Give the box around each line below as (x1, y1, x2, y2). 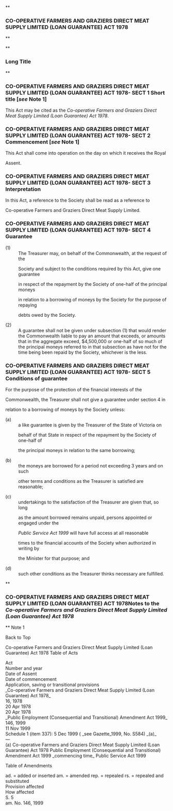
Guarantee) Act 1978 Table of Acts (5, 650, 78, 656)
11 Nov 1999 (5, 725, 31, 732)
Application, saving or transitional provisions (5, 681, 99, 688)
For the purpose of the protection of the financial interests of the (5, 387, 142, 393)
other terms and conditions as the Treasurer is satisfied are (18, 478, 144, 484)
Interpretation (5, 186, 41, 193)
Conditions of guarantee (5, 375, 68, 382)
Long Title (5, 58, 31, 65)
